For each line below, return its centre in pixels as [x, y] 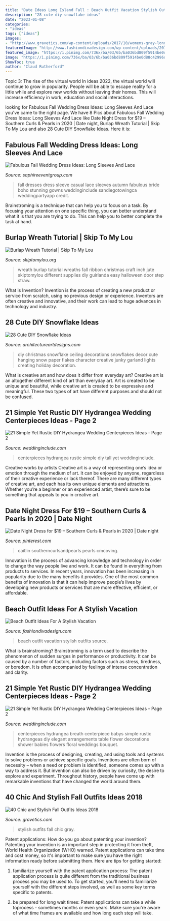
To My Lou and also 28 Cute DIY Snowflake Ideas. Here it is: [68, 129]
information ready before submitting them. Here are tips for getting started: [83, 860]
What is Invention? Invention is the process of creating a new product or [80, 290]
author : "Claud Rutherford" [35, 67]
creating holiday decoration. [47, 365]
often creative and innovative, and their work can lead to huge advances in [83, 301]
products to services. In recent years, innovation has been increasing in [80, 571]
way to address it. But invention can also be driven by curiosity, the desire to [85, 770]
